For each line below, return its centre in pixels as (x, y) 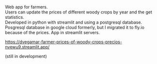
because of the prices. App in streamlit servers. (53, 32)
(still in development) (26, 56)
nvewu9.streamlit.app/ (27, 47)
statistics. (15, 17)
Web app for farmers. (26, 7)
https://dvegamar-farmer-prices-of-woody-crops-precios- (64, 42)
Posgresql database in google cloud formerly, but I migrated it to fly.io (75, 27)
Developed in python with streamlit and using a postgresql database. (73, 22)
